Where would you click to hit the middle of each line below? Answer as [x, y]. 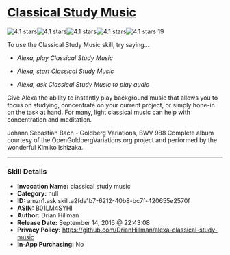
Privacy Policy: [39, 230]
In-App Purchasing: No [50, 245]
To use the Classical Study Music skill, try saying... [78, 44]
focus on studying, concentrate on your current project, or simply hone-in [111, 105]
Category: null [38, 193]
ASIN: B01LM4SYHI [45, 208]
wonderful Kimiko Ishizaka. [45, 147]
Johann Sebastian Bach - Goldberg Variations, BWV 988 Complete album [111, 133]
